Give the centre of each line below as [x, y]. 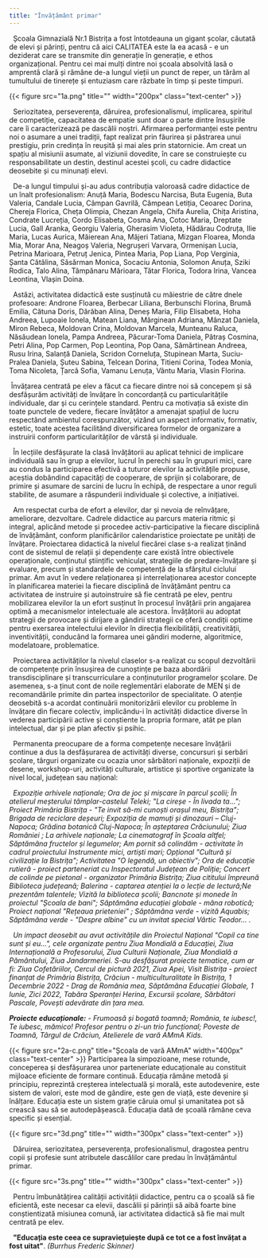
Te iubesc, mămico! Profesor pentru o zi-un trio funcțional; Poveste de [124, 1026]
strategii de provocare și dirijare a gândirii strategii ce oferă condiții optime [131, 619]
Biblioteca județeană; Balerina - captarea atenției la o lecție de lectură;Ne [130, 886]
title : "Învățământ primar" [56, 16]
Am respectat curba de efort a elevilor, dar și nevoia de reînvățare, [121, 509]
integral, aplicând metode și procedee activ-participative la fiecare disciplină [134, 527]
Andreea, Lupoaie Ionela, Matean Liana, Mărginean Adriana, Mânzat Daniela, [135, 320]
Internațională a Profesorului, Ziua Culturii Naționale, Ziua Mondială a [123, 952]
